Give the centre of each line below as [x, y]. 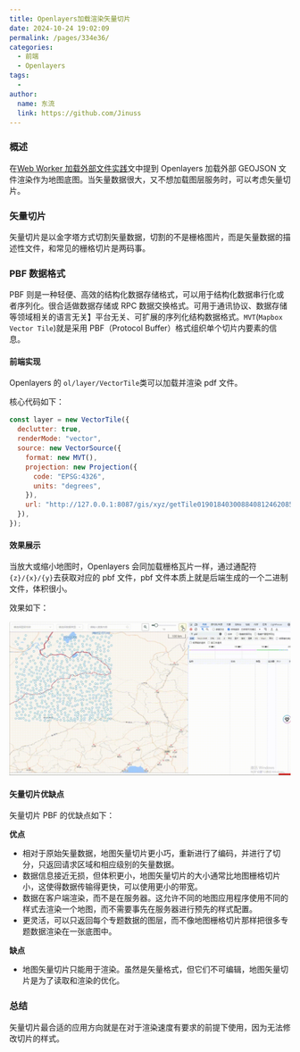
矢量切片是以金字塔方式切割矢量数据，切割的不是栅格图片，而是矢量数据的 [146, 237]
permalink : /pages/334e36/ [59, 38]
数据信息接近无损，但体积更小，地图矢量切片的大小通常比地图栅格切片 [151, 876]
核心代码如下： [37, 402]
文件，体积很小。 [41, 589]
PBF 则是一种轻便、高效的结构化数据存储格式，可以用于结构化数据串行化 [143, 295]
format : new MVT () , [62, 457]
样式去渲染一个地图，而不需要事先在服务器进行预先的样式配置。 [139, 909]
